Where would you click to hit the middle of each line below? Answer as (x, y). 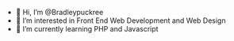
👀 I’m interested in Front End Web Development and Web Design (121, 20)
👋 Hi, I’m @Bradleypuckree (59, 12)
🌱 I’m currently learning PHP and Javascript (87, 29)
